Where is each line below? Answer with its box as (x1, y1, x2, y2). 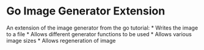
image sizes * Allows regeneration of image (6, 37, 116, 44)
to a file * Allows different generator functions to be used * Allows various (6, 30, 192, 37)
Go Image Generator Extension (6, 4, 166, 18)
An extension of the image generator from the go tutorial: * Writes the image (6, 24, 199, 31)
